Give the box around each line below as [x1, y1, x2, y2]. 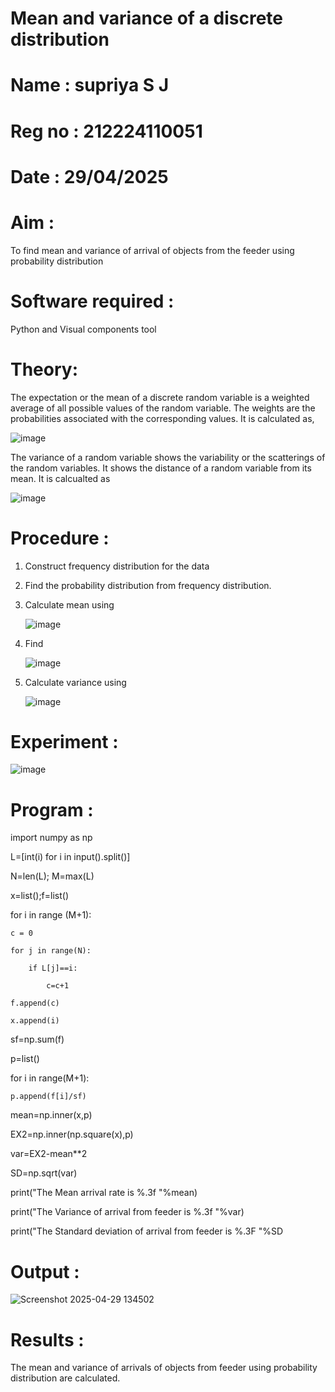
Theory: [10, 358, 79, 381]
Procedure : [10, 527, 110, 549]
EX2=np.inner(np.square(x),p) [10, 1128, 134, 1141]
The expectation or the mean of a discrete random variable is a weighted [10, 391, 310, 403]
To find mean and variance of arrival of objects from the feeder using [10, 244, 295, 256]
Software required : [10, 290, 175, 312]
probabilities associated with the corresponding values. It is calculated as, [10, 412, 315, 424]
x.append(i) [10, 1016, 60, 1026]
